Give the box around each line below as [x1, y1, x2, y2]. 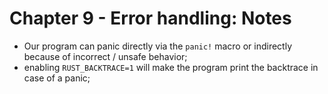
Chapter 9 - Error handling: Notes [9, 7, 292, 30]
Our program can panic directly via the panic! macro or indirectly [23, 40, 293, 52]
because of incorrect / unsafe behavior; [23, 50, 188, 62]
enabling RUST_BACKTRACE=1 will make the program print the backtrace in [23, 61, 319, 73]
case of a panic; [23, 72, 91, 84]
